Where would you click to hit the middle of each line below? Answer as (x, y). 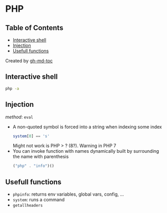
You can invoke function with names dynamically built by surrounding (86, 151)
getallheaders (28, 206)
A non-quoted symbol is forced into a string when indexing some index (87, 127)
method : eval (19, 117)
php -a (12, 88)
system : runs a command (39, 200)
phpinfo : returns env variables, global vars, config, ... (68, 194)
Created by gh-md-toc (29, 61)
